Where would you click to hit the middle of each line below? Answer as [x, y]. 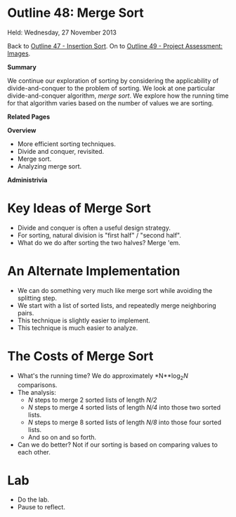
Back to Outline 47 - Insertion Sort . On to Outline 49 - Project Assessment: [115, 46]
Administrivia [27, 180]
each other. [34, 452]
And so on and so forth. [62, 437]
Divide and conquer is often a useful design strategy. [94, 228]
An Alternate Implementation [94, 271]
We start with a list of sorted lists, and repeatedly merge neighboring [117, 305]
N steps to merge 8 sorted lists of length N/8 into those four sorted [125, 422]
